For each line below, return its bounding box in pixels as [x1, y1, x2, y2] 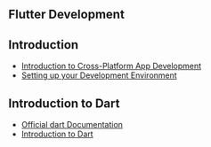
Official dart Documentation [20, 120, 124, 130]
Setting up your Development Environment [20, 70, 177, 81]
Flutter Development [8, 7, 126, 22]
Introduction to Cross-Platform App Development [20, 61, 202, 72]
